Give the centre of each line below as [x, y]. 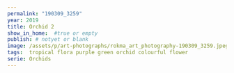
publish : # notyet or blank [48, 40]
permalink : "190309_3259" [45, 14]
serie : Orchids [29, 59]
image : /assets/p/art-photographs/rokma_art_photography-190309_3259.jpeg [118, 46]
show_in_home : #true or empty [53, 33]
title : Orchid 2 [31, 26]
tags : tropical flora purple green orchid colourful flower [98, 53]
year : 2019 [23, 20]
